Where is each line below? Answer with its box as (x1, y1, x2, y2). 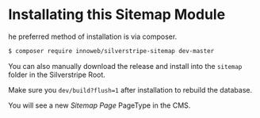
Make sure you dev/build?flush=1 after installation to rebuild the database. (8, 85, 252, 94)
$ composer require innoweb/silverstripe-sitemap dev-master (8, 47, 215, 55)
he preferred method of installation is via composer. (8, 32, 178, 41)
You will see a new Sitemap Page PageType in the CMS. (8, 101, 191, 110)
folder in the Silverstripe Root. (8, 70, 105, 79)
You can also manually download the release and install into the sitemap (8, 61, 243, 70)
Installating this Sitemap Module (8, 6, 226, 24)
